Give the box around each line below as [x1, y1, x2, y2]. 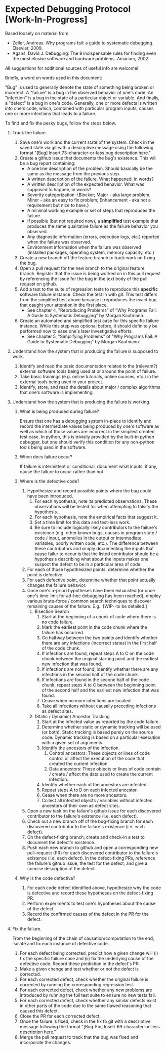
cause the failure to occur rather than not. [19, 468, 105, 475]
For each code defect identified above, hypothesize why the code [27, 885, 161, 890]
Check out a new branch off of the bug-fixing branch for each [27, 818, 153, 824]
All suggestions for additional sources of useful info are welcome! [5, 65, 139, 71]
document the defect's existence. [27, 839, 95, 845]
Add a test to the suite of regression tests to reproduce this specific [19, 286, 158, 292]
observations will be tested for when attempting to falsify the [34, 503, 159, 509]
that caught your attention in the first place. [19, 302, 108, 308]
